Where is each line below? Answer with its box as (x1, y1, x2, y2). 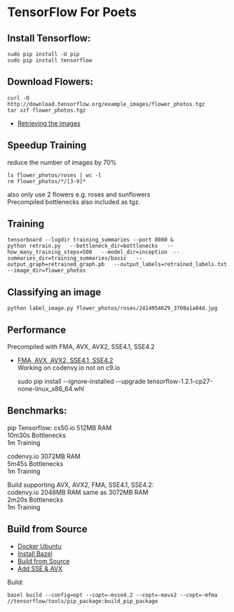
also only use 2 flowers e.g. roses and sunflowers (7, 190, 151, 199)
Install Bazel (17, 549, 53, 558)
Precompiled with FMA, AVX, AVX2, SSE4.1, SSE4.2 (7, 342, 156, 351)
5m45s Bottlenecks (7, 459, 64, 467)
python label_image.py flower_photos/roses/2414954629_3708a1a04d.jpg (7, 305, 218, 312)
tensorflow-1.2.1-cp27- (146, 377, 213, 386)
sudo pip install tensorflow (7, 57, 92, 64)
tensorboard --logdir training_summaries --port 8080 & (7, 237, 174, 244)
